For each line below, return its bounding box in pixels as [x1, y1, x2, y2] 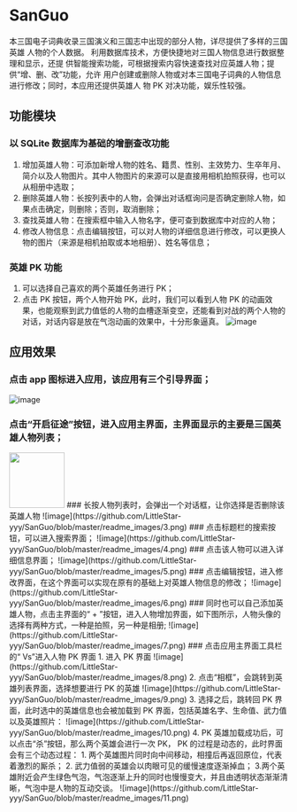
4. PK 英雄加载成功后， [192, 727, 277, 738]
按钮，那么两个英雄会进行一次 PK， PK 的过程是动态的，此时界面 [47, 738, 283, 749]
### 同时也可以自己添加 [188, 597, 277, 608]
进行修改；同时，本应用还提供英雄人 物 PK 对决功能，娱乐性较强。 [9, 80, 251, 90]
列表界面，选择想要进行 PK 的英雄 [16, 683, 141, 693]
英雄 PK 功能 [9, 261, 63, 273]
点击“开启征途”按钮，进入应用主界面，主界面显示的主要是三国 [9, 418, 272, 430]
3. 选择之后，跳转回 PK [188, 693, 273, 705]
